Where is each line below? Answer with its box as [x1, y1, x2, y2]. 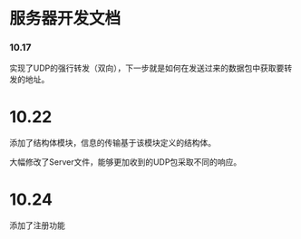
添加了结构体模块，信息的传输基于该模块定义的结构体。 [9, 138, 216, 148]
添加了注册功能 [9, 220, 65, 231]
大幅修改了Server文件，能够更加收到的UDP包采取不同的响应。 [9, 157, 242, 167]
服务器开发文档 [9, 8, 121, 29]
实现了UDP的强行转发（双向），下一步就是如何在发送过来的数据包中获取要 [9, 62, 285, 73]
